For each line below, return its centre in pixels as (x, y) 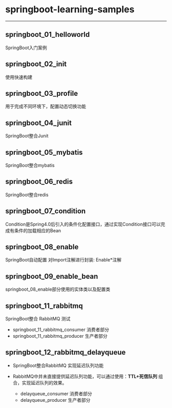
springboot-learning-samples (70, 9)
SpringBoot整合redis (27, 195)
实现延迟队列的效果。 (44, 382)
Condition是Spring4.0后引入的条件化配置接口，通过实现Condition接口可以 (83, 224)
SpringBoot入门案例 (26, 48)
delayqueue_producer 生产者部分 (55, 400)
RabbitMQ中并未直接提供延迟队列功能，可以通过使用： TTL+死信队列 (85, 376)
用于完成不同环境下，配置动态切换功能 (46, 107)
